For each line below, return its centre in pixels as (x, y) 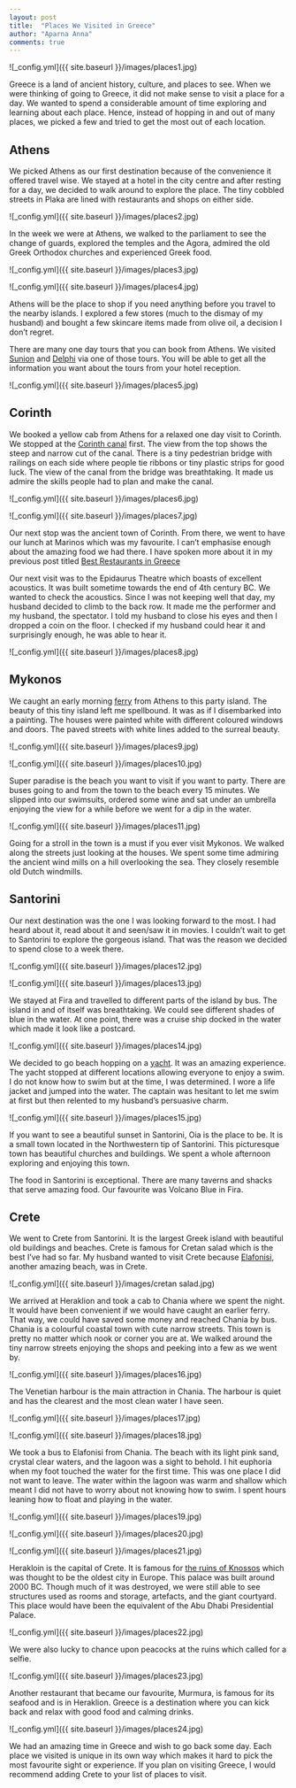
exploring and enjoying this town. (70, 1163)
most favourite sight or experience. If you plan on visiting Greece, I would (143, 1765)
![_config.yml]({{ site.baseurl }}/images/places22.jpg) (106, 1632)
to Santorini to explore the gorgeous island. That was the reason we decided (148, 939)
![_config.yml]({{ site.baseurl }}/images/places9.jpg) (104, 746)
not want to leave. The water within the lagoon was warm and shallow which (148, 1481)
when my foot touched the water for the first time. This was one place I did (145, 1471)
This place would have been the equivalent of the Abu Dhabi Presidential (141, 1606)
